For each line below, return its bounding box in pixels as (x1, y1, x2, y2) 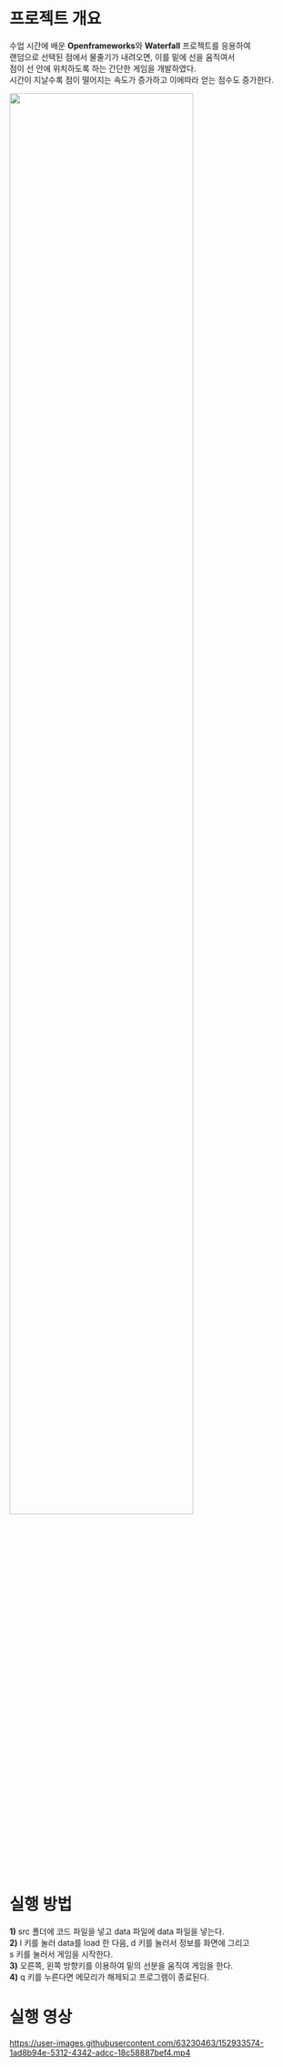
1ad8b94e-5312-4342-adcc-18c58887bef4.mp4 (9, 2047, 191, 2058)
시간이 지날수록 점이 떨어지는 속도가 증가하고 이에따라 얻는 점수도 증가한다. (9, 74, 275, 85)
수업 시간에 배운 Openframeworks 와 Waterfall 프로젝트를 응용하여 (9, 40, 251, 51)
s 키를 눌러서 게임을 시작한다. (9, 1949, 114, 1960)
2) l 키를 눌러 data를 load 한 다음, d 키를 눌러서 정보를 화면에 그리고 (9, 1937, 250, 1948)
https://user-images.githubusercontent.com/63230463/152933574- (9, 2037, 264, 2048)
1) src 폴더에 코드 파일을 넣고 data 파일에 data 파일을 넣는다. (9, 1926, 225, 1937)
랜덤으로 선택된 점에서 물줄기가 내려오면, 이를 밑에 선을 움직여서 (9, 51, 236, 62)
